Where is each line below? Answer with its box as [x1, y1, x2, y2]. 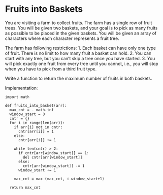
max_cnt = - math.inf [9, 107, 54, 112]
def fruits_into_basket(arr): [5, 103, 67, 108]
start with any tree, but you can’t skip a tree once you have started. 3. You [5, 55, 155, 61]
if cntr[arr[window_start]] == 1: [18, 150, 90, 156]
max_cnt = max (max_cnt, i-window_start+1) [14, 176, 105, 181]
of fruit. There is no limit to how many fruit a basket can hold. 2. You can [5, 50, 152, 56]
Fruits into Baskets [5, 3, 83, 15]
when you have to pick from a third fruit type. [5, 65, 97, 72]
